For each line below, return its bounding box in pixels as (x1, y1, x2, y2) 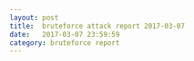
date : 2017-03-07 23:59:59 (9, 30, 120, 39)
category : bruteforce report (9, 38, 120, 48)
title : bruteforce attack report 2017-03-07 (9, 22, 185, 30)
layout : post (9, 13, 59, 22)
